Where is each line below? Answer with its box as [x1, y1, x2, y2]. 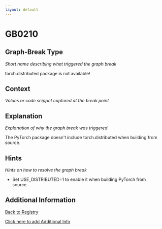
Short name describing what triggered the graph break [5, 61, 117, 67]
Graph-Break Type [5, 48, 63, 57]
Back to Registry [5, 209, 38, 215]
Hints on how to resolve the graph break [5, 167, 87, 173]
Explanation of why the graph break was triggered [5, 125, 108, 131]
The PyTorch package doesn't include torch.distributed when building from [5, 135, 158, 141]
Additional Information [5, 196, 76, 204]
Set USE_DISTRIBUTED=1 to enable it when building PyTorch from [12, 176, 146, 182]
